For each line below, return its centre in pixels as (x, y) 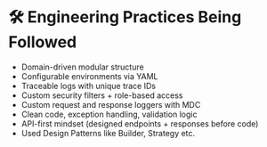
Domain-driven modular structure (82, 67)
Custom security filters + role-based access (102, 95)
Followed (43, 42)
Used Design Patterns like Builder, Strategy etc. (108, 133)
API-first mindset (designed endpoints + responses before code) (140, 123)
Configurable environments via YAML (89, 76)
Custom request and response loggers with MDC (111, 104)
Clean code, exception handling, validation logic (109, 114)
